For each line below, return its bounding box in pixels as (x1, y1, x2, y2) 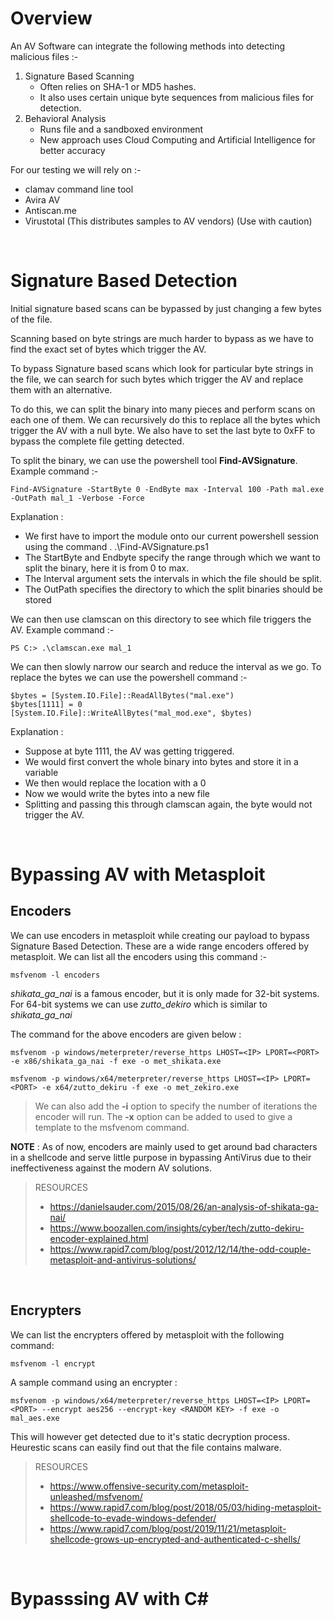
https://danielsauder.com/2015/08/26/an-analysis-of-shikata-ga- (49, 1200, 319, 1212)
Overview (10, 7, 93, 30)
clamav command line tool (24, 183, 134, 195)
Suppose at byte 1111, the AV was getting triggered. (24, 745, 235, 757)
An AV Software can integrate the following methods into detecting (10, 40, 286, 52)
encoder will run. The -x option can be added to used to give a (34, 1110, 293, 1122)
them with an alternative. (10, 383, 113, 396)
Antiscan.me (24, 204, 77, 216)
